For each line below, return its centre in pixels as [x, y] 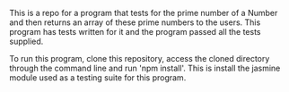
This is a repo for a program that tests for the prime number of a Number [144, 13]
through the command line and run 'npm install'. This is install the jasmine [145, 68]
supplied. [26, 41]
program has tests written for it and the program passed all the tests [135, 32]
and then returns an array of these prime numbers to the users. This [135, 22]
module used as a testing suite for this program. [98, 78]
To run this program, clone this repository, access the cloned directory [140, 59]
